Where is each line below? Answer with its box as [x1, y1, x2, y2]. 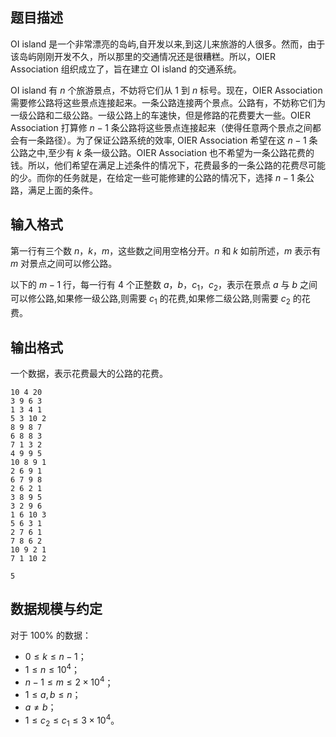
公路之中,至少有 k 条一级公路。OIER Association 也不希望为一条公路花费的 [10, 146, 315, 158]
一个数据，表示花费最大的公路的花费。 [10, 368, 168, 380]
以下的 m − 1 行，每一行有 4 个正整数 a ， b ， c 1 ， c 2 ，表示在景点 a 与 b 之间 [10, 278, 318, 293]
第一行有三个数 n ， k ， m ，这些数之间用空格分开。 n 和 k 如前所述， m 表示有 [10, 244, 322, 257]
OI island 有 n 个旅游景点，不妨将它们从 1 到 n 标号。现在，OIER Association [10, 84, 323, 96]
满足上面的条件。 [27, 184, 98, 196]
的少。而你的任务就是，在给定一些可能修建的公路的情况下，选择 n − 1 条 [10, 171, 307, 183]
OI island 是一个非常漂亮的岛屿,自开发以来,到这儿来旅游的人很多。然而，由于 [10, 38, 326, 50]
